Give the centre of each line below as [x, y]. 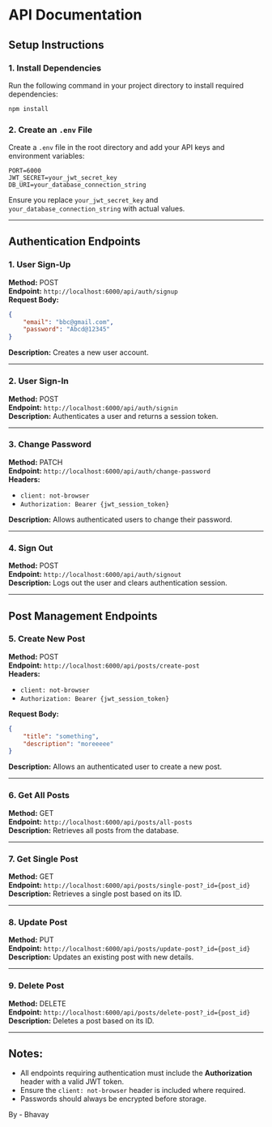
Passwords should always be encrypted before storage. [113, 1099]
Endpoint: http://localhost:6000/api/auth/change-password [110, 471]
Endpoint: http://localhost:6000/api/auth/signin [93, 408]
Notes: [25, 1054]
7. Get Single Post [43, 859]
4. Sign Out [31, 548]
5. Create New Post [47, 639]
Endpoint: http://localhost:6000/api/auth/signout [95, 574]
